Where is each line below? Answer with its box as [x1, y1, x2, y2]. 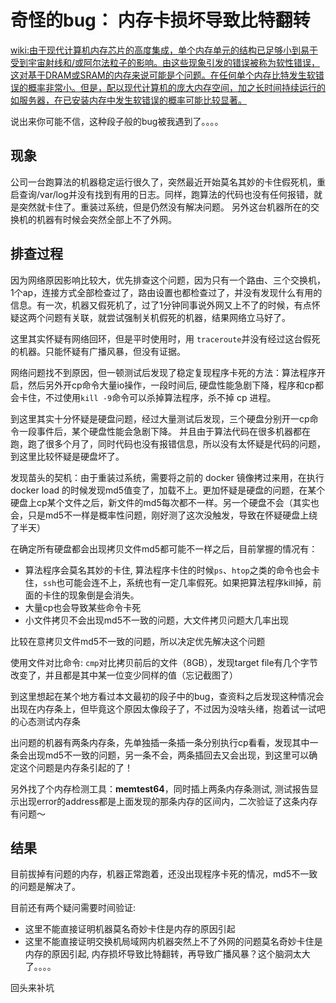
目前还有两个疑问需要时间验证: [10, 902, 137, 914]
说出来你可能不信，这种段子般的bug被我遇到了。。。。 [10, 115, 224, 127]
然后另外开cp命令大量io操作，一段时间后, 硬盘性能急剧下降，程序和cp [27, 379, 315, 391]
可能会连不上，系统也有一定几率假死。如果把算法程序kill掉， [64, 576, 313, 588]
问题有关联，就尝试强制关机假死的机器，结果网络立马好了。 [44, 311, 291, 323]
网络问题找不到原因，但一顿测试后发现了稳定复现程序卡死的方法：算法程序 [10, 366, 317, 378]
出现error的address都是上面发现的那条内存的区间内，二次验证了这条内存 [18, 795, 318, 807]
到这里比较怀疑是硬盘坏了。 [10, 450, 125, 462]
